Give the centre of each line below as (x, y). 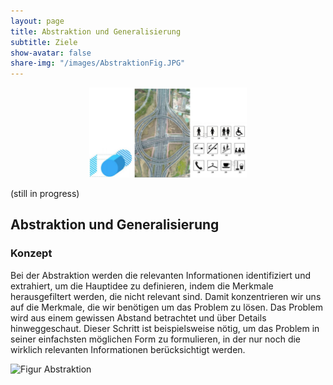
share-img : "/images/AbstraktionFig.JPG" (98, 63)
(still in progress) (45, 193)
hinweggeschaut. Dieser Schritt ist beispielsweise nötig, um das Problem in (165, 328)
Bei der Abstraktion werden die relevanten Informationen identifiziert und (160, 275)
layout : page (37, 21)
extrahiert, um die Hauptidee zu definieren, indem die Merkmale (142, 286)
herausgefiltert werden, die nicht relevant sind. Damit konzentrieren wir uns (166, 296)
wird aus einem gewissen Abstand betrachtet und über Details (138, 317)
